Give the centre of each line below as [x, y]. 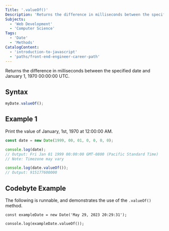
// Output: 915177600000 [31, 173]
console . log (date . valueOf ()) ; [37, 168]
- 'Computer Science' [32, 29]
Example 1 [21, 119]
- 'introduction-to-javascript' [44, 52]
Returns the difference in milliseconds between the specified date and [78, 71]
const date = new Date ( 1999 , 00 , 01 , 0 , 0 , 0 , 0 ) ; [59, 140]
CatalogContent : [22, 47]
